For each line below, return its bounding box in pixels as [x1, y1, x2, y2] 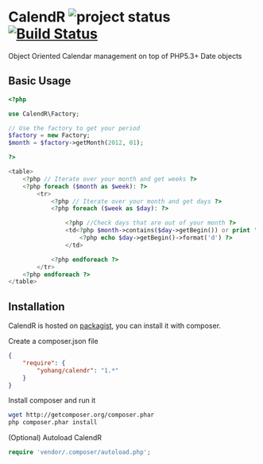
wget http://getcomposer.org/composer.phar [8, 411, 155, 419]
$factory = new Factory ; [8, 131, 91, 139]
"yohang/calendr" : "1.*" [37, 366, 119, 374]
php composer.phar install [8, 419, 98, 427]
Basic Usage [8, 74, 72, 88]
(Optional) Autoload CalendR [8, 433, 102, 443]
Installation [8, 299, 65, 314]
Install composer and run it [8, 396, 96, 405]
